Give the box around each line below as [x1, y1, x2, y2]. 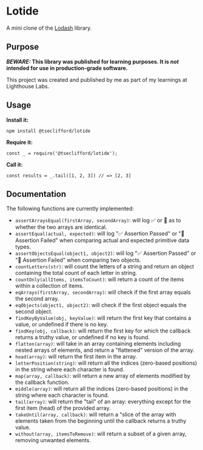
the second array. [15, 295, 59, 302]
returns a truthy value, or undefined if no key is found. [15, 334, 150, 341]
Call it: [6, 160, 23, 168]
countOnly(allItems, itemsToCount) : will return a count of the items [15, 276, 184, 283]
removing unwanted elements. [15, 437, 91, 444]
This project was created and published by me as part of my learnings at [6, 76, 188, 83]
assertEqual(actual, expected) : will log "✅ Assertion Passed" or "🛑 [15, 230, 185, 237]
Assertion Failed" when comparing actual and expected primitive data [15, 237, 190, 244]
